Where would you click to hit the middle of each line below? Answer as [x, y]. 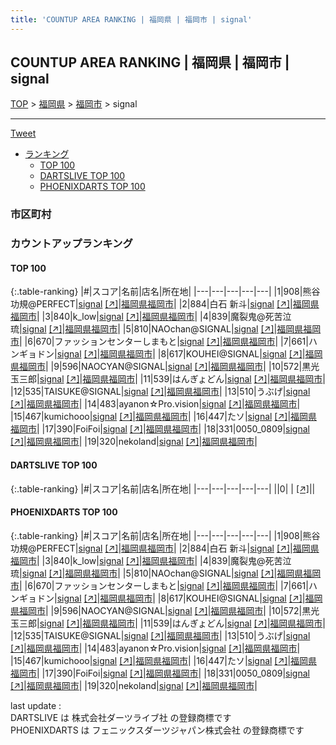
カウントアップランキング [71, 244]
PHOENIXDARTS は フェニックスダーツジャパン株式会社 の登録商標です [157, 730]
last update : [36, 705]
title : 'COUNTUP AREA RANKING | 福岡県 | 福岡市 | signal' [131, 19]
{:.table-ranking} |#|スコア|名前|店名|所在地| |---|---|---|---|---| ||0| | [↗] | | [163, 488]
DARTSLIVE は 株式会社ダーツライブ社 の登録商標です [121, 717]
